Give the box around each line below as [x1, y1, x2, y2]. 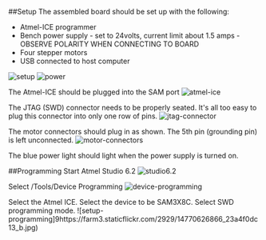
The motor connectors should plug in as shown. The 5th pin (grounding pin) [8, 127, 258, 136]
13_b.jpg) [8, 223, 38, 232]
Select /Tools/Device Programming [8, 182, 124, 191]
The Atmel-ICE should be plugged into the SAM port [8, 87, 180, 97]
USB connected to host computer [19, 56, 130, 66]
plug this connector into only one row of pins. [8, 111, 158, 121]
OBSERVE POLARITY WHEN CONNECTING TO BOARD [19, 39, 200, 49]
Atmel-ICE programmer [19, 22, 97, 31]
